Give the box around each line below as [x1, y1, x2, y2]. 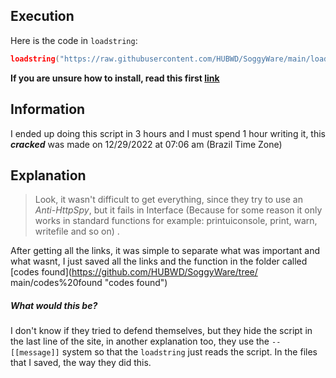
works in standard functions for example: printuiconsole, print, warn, [34, 215, 318, 227]
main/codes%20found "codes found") [10, 277, 168, 289]
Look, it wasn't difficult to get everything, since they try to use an [34, 194, 303, 206]
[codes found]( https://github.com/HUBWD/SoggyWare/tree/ [10, 266, 258, 278]
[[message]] [10, 348, 60, 358]
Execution [10, 8, 75, 25]
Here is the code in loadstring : [10, 34, 138, 46]
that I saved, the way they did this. [10, 357, 152, 369]
